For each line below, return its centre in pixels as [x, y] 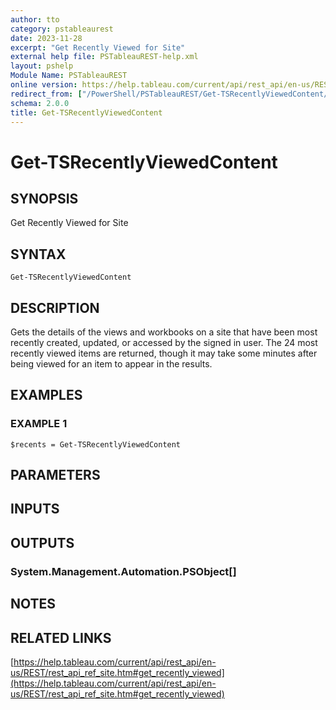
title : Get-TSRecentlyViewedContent [86, 112]
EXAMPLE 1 [39, 424]
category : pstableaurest [62, 29]
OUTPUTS [42, 542]
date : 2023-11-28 [46, 38]
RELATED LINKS [61, 637]
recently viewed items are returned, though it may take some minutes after [164, 353]
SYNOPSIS [44, 198]
